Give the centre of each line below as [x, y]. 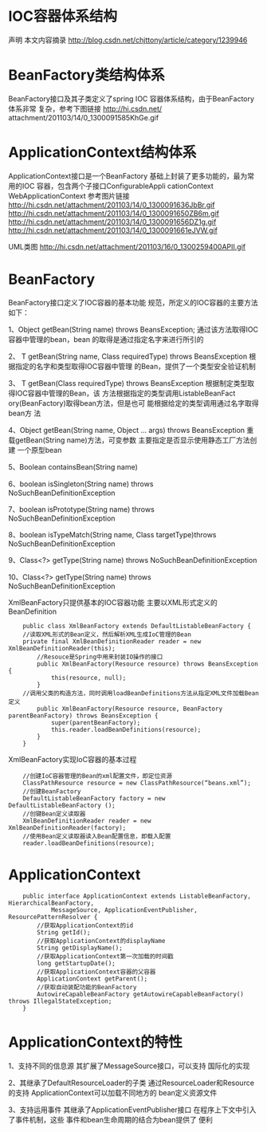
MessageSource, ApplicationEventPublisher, [124, 910]
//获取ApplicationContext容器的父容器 [96, 972]
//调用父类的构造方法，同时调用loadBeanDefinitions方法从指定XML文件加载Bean [141, 693]
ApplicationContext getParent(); [92, 979]
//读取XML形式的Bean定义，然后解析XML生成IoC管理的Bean [107, 635]
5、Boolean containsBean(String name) [73, 466]
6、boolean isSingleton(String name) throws [81, 484]
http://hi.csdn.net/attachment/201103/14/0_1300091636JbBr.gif [112, 205]
